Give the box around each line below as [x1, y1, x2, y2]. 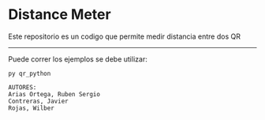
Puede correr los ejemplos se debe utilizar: [8, 54, 147, 64]
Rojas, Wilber [8, 104, 55, 112]
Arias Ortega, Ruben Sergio [8, 90, 101, 98]
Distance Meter [8, 6, 112, 24]
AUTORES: [8, 83, 37, 92]
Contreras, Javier [8, 97, 69, 105]
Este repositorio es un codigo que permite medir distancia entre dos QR [8, 32, 241, 41]
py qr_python [8, 69, 51, 77]
